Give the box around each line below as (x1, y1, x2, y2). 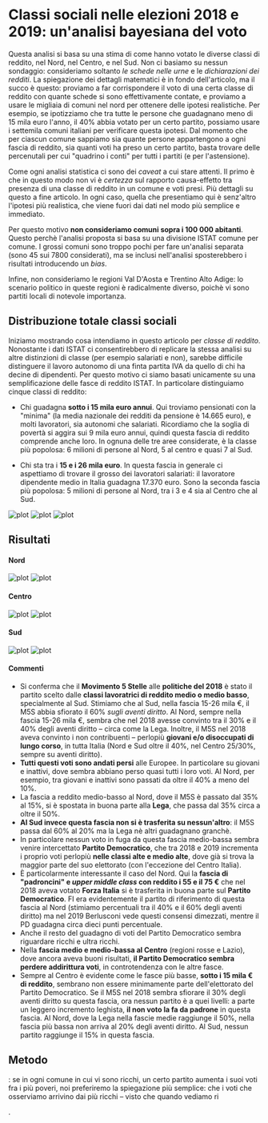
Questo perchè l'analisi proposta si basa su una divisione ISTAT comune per (8, 233, 258, 243)
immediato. (8, 209, 46, 219)
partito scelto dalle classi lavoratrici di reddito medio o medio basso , (19, 690, 250, 700)
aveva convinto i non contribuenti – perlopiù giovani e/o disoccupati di (19, 732, 254, 742)
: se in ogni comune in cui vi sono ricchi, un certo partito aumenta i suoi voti (8, 1074, 258, 1084)
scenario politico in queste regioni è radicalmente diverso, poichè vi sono (8, 283, 250, 292)
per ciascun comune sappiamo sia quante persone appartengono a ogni (8, 134, 246, 143)
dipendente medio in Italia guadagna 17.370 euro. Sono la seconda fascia (19, 477, 261, 487)
